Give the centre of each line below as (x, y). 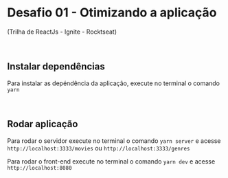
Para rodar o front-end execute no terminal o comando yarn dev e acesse (111, 161)
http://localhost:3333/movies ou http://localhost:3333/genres (99, 148)
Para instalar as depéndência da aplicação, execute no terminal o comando (114, 83)
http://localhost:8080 (39, 168)
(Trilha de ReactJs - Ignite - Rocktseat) (62, 32)
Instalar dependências (56, 67)
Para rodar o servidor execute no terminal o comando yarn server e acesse (114, 141)
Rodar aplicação (43, 124)
